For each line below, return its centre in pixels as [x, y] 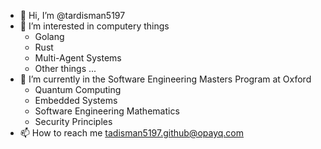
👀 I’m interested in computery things [94, 26]
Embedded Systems [76, 100]
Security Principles [73, 121]
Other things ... [65, 68]
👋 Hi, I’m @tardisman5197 [72, 15]
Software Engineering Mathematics [107, 111]
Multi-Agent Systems [78, 58]
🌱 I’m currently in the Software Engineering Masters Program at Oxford [165, 79]
